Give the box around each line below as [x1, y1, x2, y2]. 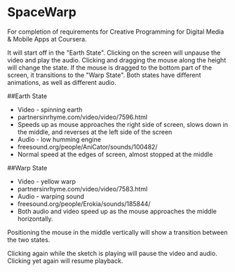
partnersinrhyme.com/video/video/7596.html [17, 113, 148, 121]
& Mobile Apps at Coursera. [7, 34, 87, 43]
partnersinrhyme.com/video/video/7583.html [17, 184, 148, 193]
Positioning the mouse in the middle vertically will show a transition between [7, 228, 228, 236]
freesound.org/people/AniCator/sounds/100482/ [17, 142, 158, 151]
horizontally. [17, 215, 54, 223]
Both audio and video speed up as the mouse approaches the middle [17, 207, 217, 215]
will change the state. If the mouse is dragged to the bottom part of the [7, 63, 213, 72]
